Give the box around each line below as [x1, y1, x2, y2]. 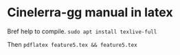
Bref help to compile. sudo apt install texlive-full [7, 27, 157, 35]
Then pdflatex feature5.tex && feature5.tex [7, 40, 137, 48]
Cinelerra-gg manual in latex [7, 5, 173, 20]
